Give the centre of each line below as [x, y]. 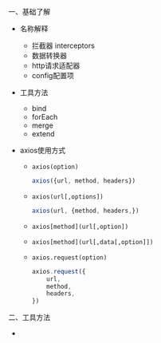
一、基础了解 [29, 12]
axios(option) [55, 167]
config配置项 [53, 75]
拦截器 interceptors [63, 45]
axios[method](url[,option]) [80, 227]
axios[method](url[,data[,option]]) [92, 242]
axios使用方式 [43, 150]
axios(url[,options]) [67, 197]
